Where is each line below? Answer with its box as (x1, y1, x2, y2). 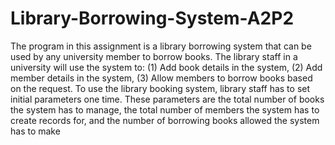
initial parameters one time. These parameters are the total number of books (10, 93, 325, 105)
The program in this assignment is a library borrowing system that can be (10, 40, 312, 52)
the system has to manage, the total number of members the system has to (10, 103, 320, 116)
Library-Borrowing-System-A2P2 (10, 7, 295, 30)
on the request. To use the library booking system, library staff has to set (10, 82, 311, 94)
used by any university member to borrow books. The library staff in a (10, 50, 298, 62)
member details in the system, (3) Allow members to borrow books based (10, 72, 313, 84)
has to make (10, 125, 61, 137)
